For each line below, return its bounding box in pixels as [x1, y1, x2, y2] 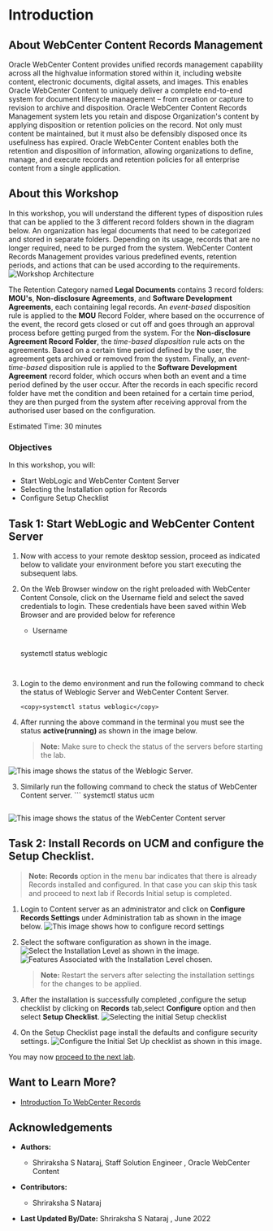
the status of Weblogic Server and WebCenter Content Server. [19, 687, 229, 697]
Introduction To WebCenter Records [19, 1097, 141, 1107]
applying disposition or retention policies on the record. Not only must [8, 120, 242, 129]
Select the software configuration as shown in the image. [19, 937, 212, 946]
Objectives [8, 442, 53, 453]
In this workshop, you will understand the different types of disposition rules [8, 208, 263, 218]
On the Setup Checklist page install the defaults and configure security [19, 1027, 258, 1037]
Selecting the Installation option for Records [19, 485, 167, 494]
